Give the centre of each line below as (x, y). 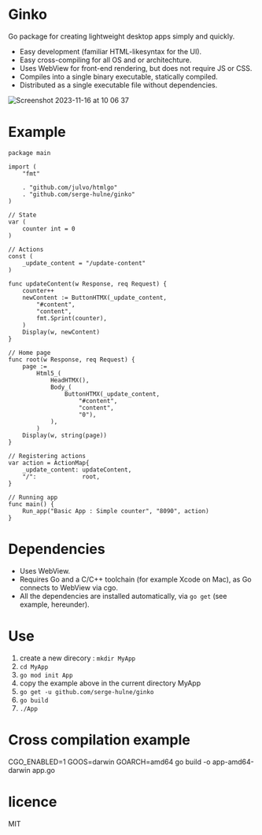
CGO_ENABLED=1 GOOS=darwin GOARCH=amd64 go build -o (109, 762)
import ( (22, 167)
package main (30, 153)
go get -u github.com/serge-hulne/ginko (87, 692)
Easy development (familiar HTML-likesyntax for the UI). (111, 51)
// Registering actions (47, 456)
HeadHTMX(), (70, 380)
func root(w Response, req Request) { (72, 360)
